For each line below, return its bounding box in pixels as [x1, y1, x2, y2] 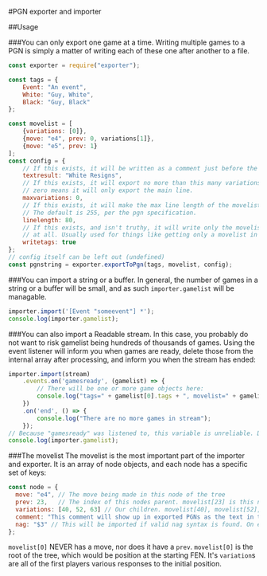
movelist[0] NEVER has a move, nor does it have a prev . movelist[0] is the [8, 542, 253, 552]
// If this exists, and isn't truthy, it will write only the [22, 223, 233, 232]
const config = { [8, 157, 66, 165]
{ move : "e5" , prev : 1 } [22, 142, 98, 150]
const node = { [8, 484, 59, 492]
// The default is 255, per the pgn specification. [22, 209, 197, 217]
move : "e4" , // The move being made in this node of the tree [15, 491, 226, 499]
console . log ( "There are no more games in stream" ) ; [37, 414, 212, 422]
